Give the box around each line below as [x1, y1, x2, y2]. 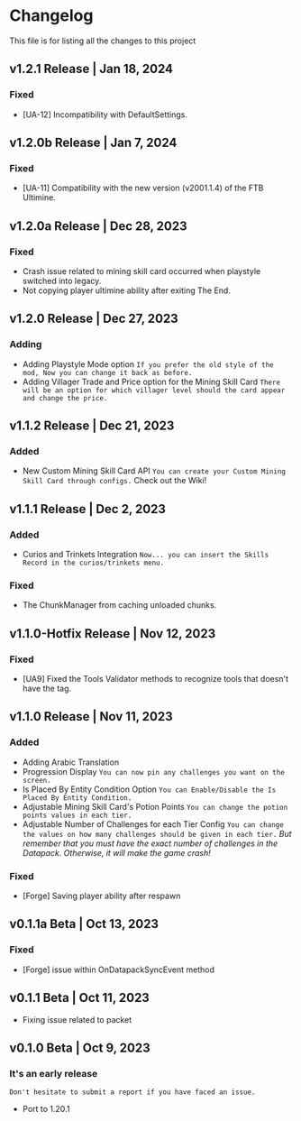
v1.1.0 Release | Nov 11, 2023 [9, 709, 173, 724]
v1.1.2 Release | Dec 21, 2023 [9, 418, 175, 434]
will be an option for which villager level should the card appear [22, 385, 286, 395]
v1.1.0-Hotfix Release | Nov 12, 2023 [9, 626, 216, 641]
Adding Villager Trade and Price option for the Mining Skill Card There [22, 376, 281, 387]
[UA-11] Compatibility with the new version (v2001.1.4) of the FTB [22, 182, 264, 194]
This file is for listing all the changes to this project [9, 35, 196, 46]
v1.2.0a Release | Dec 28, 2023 [9, 218, 187, 234]
